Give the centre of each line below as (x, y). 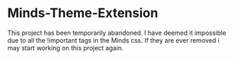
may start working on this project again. (65, 48)
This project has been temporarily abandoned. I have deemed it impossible (117, 33)
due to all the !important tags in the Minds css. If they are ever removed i (114, 40)
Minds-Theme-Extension (83, 13)
